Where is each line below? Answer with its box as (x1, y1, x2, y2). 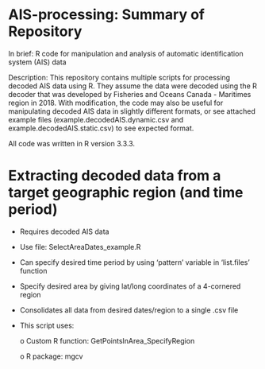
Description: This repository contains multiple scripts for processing (8, 72, 231, 82)
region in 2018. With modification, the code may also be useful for (8, 98, 224, 107)
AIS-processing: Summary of (8, 6, 205, 24)
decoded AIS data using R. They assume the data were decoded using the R (8, 81, 258, 91)
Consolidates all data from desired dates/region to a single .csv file (19, 305, 239, 315)
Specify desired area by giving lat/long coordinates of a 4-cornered (19, 281, 241, 291)
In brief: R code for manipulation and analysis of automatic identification (8, 49, 244, 58)
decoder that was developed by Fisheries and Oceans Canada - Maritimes (8, 89, 252, 99)
